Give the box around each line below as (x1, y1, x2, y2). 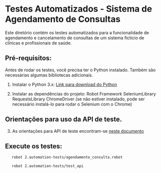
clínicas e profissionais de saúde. (5, 40, 72, 46)
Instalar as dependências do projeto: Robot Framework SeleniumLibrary (12, 91, 156, 96)
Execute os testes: (5, 142, 62, 150)
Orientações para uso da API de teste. (5, 115, 123, 124)
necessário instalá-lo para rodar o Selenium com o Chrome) (12, 101, 132, 107)
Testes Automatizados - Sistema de (5, 3, 152, 15)
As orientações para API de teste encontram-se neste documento (12, 128, 144, 134)
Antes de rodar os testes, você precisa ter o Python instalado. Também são (5, 67, 156, 73)
